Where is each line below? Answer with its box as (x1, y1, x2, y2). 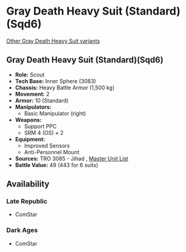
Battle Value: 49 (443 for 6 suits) (15, 161, 99, 168)
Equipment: (15, 135, 45, 143)
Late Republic (6, 197, 47, 206)
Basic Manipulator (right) (24, 109, 87, 117)
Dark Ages (6, 226, 38, 234)
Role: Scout (15, 71, 45, 78)
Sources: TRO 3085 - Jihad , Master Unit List (15, 155, 128, 162)
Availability (6, 179, 50, 189)
